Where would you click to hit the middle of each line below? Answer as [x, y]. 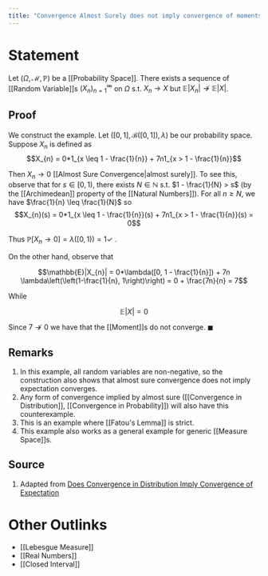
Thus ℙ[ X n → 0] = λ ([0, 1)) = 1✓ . [63, 240]
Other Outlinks [58, 525]
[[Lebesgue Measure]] [57, 547]
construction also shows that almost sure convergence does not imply [135, 380]
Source [27, 465]
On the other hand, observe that [61, 257]
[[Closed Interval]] [50, 564]
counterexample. [47, 414]
